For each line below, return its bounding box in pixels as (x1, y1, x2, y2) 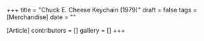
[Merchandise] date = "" (6, 13, 76, 21)
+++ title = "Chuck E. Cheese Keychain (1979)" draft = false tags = (6, 6, 198, 14)
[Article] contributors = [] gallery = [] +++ (6, 27, 126, 34)
